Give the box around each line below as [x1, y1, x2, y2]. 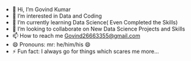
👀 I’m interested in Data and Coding [12, 12, 103, 20]
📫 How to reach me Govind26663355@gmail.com [12, 32, 141, 39]
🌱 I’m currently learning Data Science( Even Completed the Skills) [12, 19, 178, 26]
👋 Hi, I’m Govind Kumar [12, 6, 71, 13]
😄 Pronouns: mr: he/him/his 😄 [12, 41, 91, 48]
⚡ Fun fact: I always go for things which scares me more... [12, 48, 160, 55]
